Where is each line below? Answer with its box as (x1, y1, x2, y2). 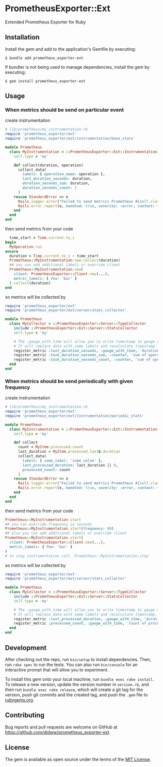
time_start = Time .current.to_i (9, 235, 75, 240)
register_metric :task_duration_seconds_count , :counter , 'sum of (14, 357, 151, 362)
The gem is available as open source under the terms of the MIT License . (5, 756, 151, 762)
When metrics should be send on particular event (5, 107, 124, 114)
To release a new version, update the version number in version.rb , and (5, 681, 149, 687)
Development (5, 644, 47, 652)
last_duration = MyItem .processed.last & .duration (17, 449, 120, 454)
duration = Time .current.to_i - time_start (9, 253, 98, 258)
